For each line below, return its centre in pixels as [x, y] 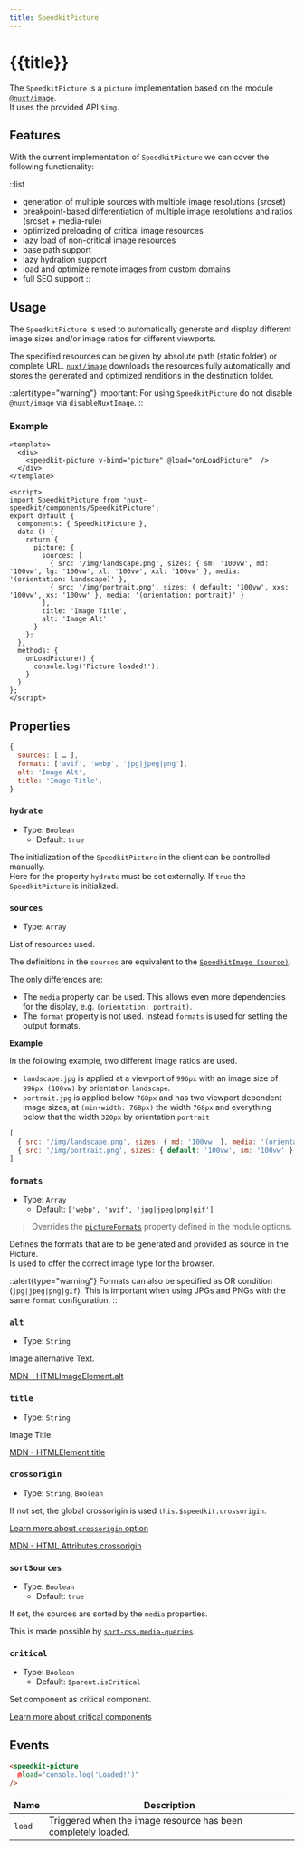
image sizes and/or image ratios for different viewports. [113, 339]
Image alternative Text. [52, 1358]
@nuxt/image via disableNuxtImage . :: [76, 403]
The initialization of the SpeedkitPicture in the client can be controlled [140, 857]
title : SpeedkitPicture [54, 18]
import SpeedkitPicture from [64, 500]
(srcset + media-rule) [62, 221]
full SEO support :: [57, 279]
